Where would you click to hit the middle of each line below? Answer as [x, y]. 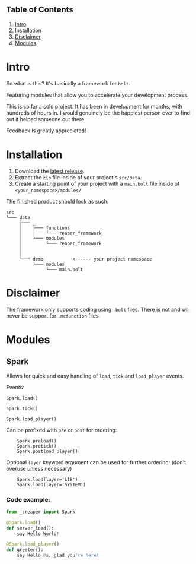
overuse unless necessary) [39, 468]
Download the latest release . [49, 171]
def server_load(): [30, 528]
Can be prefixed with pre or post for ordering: [62, 430]
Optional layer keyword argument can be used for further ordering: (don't [96, 462]
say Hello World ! [38, 534]
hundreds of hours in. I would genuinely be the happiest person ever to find [98, 113]
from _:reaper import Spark [41, 512]
